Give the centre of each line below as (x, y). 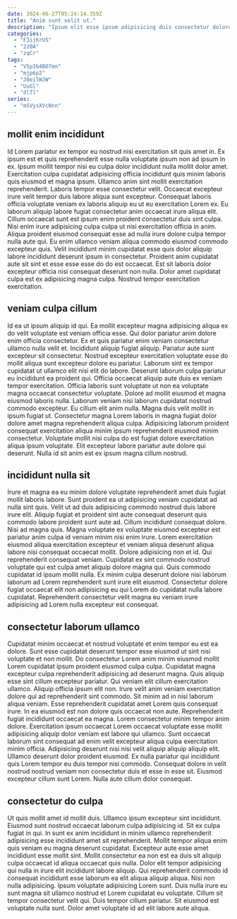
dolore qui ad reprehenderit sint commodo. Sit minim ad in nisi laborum (110, 697)
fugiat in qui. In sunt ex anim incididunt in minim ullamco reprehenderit (109, 833)
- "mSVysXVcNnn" (37, 106)
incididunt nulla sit (49, 475)
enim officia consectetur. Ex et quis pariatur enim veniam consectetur (108, 340)
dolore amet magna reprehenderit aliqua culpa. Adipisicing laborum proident (118, 423)
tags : (15, 60)
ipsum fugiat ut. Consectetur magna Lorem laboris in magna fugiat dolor (112, 415)
